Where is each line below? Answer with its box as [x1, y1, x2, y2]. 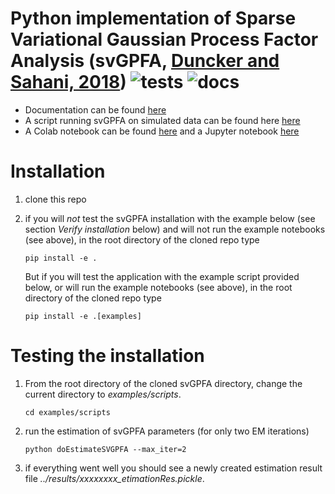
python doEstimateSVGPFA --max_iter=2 [24, 444, 187, 454]
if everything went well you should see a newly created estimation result [24, 462, 323, 474]
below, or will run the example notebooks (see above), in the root [24, 281, 293, 293]
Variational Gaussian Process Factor [10, 28, 319, 51]
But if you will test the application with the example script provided [24, 270, 300, 282]
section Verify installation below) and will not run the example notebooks [24, 223, 326, 235]
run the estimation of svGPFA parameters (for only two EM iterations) [24, 425, 310, 437]
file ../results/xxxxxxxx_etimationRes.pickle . [24, 472, 205, 484]
